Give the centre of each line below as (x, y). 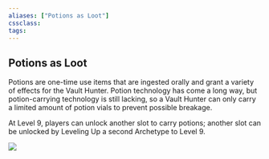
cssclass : (25, 23)
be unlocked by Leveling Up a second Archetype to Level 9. (107, 132)
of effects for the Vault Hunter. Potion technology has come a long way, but (133, 91)
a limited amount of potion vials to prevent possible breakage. (110, 108)
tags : (17, 30)
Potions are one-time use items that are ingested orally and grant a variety (131, 82)
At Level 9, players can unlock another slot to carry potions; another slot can (135, 123)
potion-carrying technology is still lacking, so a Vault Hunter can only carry (132, 99)
